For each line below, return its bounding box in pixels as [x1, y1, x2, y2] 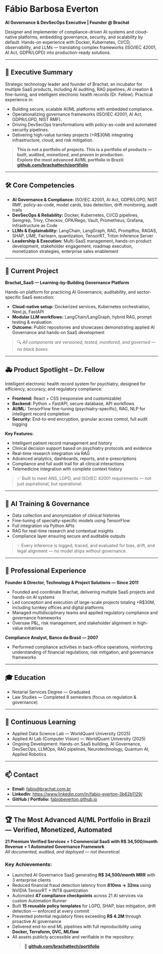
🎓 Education [5, 673, 46, 682]
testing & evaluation [12, 319, 52, 325]
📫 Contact [5, 771, 39, 779]
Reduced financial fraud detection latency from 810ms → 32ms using [12, 883, 151, 888]
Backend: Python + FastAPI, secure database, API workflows [12, 401, 135, 406]
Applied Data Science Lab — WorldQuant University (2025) [12, 731, 131, 737]
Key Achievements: [5, 861, 52, 867]
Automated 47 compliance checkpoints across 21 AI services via [12, 893, 143, 899]
